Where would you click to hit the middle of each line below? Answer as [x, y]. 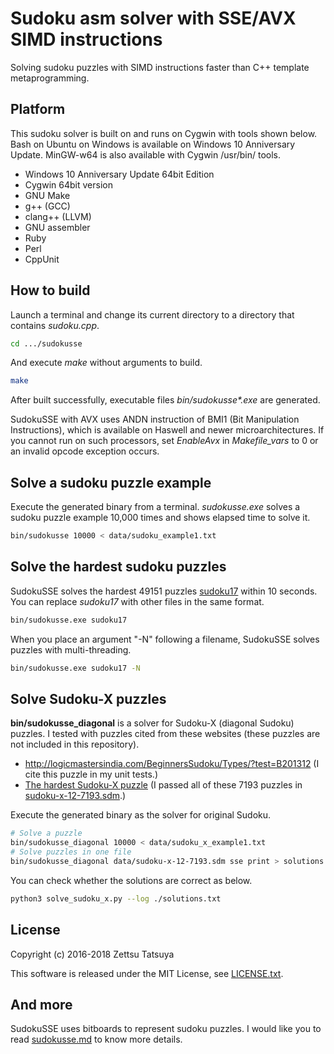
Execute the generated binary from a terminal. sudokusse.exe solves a [155, 507]
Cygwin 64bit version [68, 184]
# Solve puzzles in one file [71, 852]
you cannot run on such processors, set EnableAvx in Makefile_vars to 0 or [164, 441]
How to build [50, 290]
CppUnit [42, 259]
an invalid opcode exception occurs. [85, 451]
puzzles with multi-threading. [71, 649]
